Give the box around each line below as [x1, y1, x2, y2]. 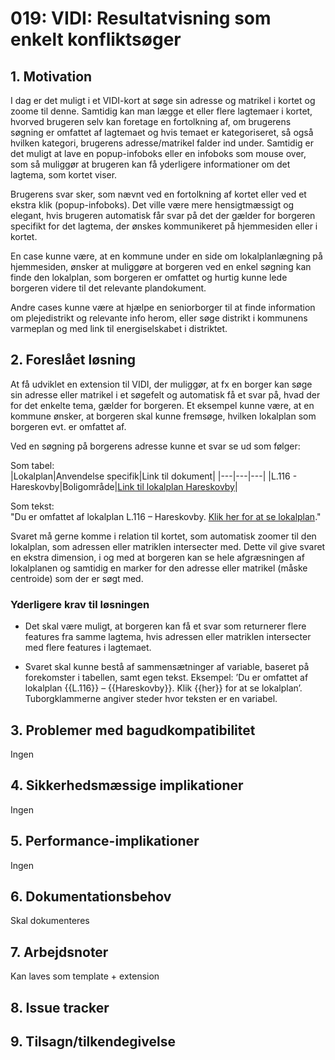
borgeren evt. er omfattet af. [10, 420, 127, 432]
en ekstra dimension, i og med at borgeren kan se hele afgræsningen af [10, 551, 305, 563]
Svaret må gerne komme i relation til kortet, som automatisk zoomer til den [10, 530, 317, 542]
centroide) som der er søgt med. [10, 572, 144, 584]
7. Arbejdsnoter [10, 943, 109, 961]
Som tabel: [10, 459, 55, 471]
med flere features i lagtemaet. [24, 642, 152, 654]
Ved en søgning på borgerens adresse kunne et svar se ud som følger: [10, 440, 301, 452]
